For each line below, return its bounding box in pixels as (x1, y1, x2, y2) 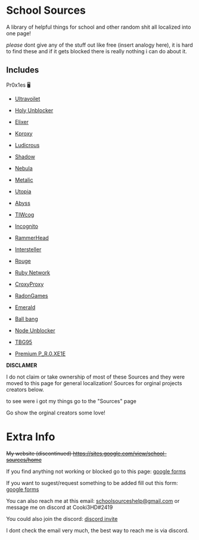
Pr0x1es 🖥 (6, 81, 31, 89)
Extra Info (6, 430, 55, 443)
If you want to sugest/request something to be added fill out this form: (6, 479, 178, 486)
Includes (6, 65, 39, 75)
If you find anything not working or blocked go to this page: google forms (6, 468, 186, 475)
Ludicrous (14, 141, 40, 148)
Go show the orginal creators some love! (6, 409, 105, 416)
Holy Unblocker (14, 106, 54, 114)
